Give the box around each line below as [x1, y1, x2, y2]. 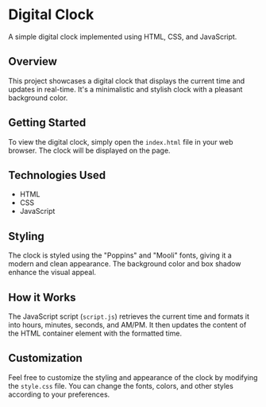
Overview [8, 55, 58, 68]
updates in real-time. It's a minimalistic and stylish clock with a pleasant [8, 84, 243, 94]
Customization [8, 351, 83, 365]
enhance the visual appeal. [8, 268, 97, 277]
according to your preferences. [8, 390, 110, 399]
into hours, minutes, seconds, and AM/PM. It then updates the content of [8, 320, 247, 329]
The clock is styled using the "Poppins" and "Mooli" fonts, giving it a [8, 250, 232, 260]
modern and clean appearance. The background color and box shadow [8, 259, 241, 269]
